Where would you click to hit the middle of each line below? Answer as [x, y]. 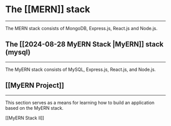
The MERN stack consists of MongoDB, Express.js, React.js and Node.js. [81, 28]
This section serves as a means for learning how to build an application [80, 103]
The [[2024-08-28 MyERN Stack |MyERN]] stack [84, 44]
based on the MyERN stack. [34, 108]
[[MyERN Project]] [35, 85]
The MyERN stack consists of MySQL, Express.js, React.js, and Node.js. [81, 69]
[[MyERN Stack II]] [25, 118]
